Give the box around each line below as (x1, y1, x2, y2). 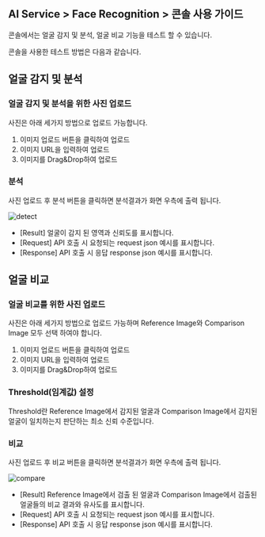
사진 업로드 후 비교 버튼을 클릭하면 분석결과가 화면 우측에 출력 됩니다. (8, 458, 221, 467)
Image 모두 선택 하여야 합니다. (8, 328, 103, 338)
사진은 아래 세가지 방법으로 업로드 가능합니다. (8, 117, 148, 127)
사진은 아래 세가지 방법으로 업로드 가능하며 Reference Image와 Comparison (8, 318, 245, 328)
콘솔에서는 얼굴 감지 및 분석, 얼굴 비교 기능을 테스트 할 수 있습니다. (8, 30, 213, 40)
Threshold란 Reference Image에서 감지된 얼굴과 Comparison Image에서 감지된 (8, 406, 258, 416)
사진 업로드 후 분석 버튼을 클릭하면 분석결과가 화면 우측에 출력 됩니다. (8, 195, 221, 205)
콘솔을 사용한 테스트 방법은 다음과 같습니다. (8, 47, 142, 56)
